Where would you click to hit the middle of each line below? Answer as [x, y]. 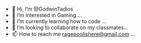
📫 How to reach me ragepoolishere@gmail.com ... [73, 34]
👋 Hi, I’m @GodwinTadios [42, 9]
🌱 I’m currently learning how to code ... [59, 21]
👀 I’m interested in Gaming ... [47, 15]
